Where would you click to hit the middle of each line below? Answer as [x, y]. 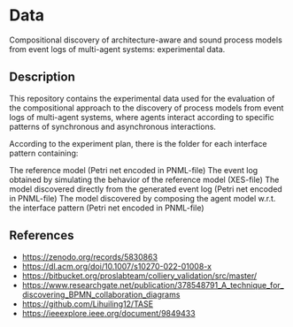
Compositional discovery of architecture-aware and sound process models [146, 40]
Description [42, 77]
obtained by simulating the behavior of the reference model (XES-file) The [144, 179]
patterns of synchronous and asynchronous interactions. [113, 126]
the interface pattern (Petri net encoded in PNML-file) [107, 208]
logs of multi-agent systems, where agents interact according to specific [142, 117]
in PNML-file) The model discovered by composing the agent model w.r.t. [143, 198]
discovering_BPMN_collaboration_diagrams [101, 294]
